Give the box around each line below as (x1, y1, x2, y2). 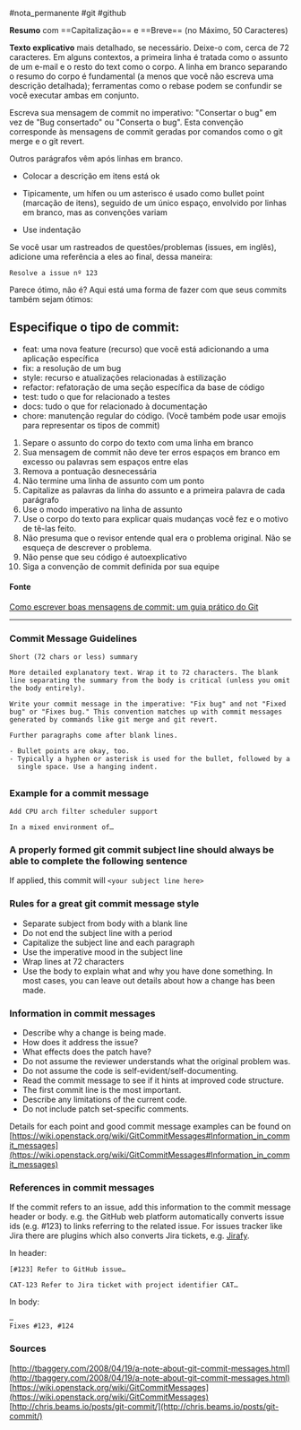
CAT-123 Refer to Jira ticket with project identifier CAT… (9, 1281, 239, 1290)
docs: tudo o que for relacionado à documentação (21, 401, 208, 412)
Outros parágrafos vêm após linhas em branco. (9, 153, 184, 164)
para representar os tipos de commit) (21, 420, 160, 430)
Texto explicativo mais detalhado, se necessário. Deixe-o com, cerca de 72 (9, 42, 289, 53)
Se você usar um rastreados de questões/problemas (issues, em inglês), (9, 242, 277, 252)
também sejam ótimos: (9, 294, 94, 304)
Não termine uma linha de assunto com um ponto (21, 475, 204, 486)
